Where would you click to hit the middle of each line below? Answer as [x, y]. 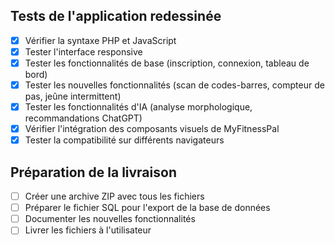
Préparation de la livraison [93, 172]
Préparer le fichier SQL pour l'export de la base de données [147, 208]
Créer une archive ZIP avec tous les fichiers [114, 196]
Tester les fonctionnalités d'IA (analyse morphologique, [138, 107]
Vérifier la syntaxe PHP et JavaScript [100, 40]
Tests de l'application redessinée [116, 16]
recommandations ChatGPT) [83, 118]
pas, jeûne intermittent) [73, 96]
